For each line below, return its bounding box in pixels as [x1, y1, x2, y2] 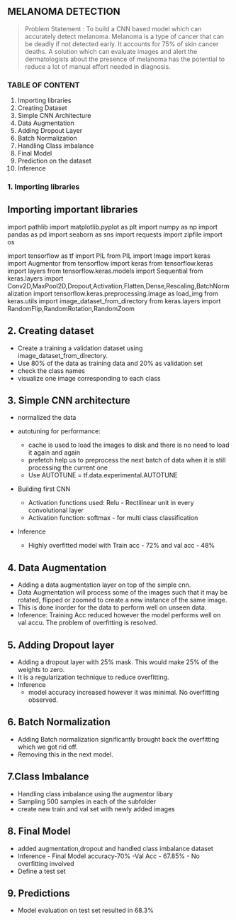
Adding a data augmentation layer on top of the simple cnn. [17, 580, 191, 589]
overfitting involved [17, 859, 74, 867]
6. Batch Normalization [7, 716, 111, 728]
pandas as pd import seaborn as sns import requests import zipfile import [7, 230, 223, 239]
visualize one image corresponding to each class [17, 374, 161, 382]
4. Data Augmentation [7, 561, 107, 574]
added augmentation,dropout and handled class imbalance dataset [17, 844, 214, 853]
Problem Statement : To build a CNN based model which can [24, 24, 202, 33]
